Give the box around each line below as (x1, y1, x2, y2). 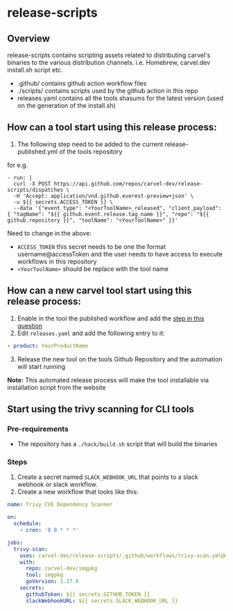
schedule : (13, 520, 42, 528)
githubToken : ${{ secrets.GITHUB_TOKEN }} (25, 591, 150, 598)
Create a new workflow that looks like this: (17, 488, 139, 496)
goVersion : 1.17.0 (25, 578, 79, 585)
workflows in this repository (17, 257, 97, 266)
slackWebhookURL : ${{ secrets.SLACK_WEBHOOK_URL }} (25, 597, 178, 604)
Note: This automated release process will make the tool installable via (7, 375, 209, 384)
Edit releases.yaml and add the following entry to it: (17, 329, 165, 337)
